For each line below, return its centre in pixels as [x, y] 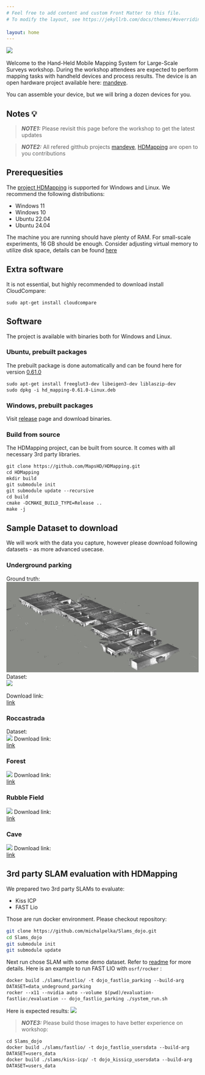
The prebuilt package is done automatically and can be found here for [94, 365]
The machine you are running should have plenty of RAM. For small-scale [99, 237]
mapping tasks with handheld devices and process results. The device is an [102, 76]
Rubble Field [25, 798]
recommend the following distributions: [56, 194]
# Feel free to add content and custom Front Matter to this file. [94, 13]
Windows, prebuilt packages [50, 405]
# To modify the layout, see [43, 19]
